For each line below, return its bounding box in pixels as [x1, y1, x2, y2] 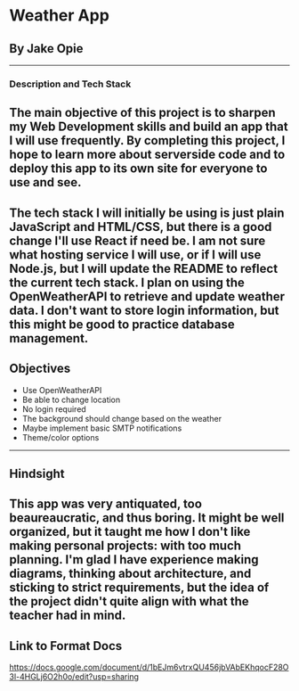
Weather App [9, 5, 109, 26]
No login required [21, 403, 86, 415]
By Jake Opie [9, 41, 84, 56]
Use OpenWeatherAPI [21, 384, 102, 395]
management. [9, 331, 89, 346]
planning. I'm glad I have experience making [9, 552, 259, 567]
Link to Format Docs [9, 638, 123, 654]
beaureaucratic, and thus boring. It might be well [9, 510, 285, 526]
